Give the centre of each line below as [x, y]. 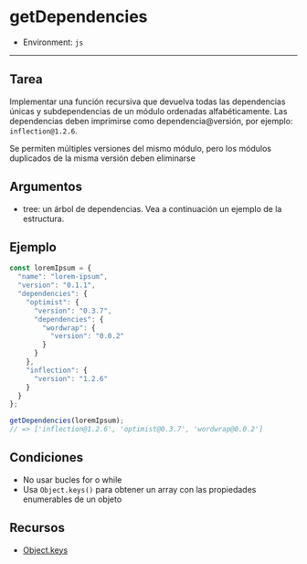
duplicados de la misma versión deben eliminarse [103, 158]
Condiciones [47, 458]
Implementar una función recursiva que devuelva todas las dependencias [148, 101]
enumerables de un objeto [72, 499]
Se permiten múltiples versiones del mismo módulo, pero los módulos [141, 148]
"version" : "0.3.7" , [73, 311]
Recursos [37, 528]
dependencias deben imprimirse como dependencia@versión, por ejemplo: [151, 121]
